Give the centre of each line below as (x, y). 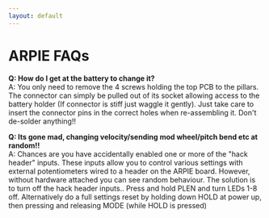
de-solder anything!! (42, 121)
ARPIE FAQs (49, 55)
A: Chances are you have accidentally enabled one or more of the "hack (128, 153)
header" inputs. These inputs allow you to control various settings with (126, 162)
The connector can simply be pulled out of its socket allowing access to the (134, 95)
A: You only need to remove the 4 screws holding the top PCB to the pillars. (134, 86)
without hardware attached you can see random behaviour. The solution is (132, 179)
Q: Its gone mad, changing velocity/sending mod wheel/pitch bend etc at (133, 136)
